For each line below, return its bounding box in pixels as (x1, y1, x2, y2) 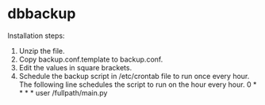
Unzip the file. (18, 46, 65, 55)
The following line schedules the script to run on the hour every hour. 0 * (18, 80, 257, 89)
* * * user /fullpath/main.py (18, 88, 108, 97)
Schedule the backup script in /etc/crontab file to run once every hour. (18, 71, 250, 81)
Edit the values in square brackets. (18, 62, 132, 72)
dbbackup (7, 5, 76, 23)
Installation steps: (7, 31, 65, 40)
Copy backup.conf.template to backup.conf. (18, 54, 163, 64)
